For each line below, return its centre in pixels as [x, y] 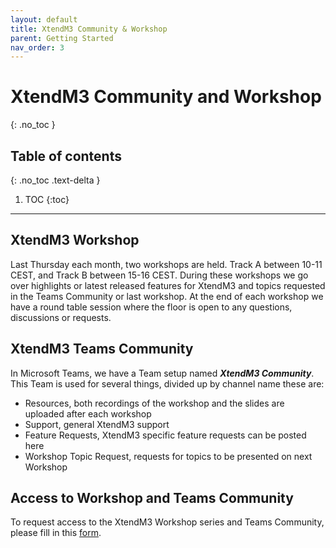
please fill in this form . [56, 533]
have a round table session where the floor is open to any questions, [151, 307]
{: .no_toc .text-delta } [55, 180]
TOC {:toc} [47, 199]
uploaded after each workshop [88, 413]
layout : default [44, 19]
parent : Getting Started [62, 38]
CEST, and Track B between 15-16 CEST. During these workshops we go [159, 275]
